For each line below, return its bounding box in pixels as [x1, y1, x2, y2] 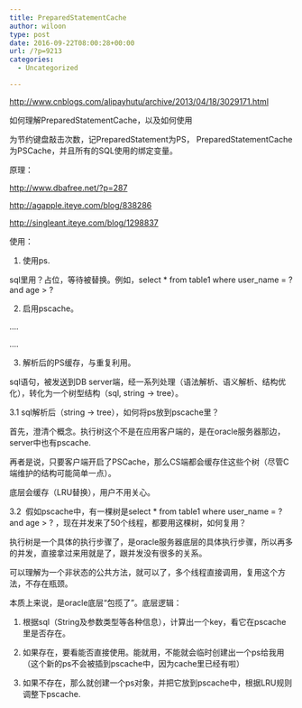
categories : [9, 55, 54, 64]
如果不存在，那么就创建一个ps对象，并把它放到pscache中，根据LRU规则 [22, 677, 293, 688]
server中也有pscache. [9, 437, 92, 447]
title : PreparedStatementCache [9, 13, 127, 23]
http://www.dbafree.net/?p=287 [9, 182, 128, 193]
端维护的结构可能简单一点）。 [9, 467, 116, 478]
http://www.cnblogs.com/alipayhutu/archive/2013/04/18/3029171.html [9, 96, 269, 106]
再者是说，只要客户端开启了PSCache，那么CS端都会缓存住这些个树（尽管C [9, 456, 289, 467]
